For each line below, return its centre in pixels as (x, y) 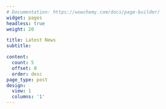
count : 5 (23, 62)
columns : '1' (28, 97)
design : (16, 85)
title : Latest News (31, 40)
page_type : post (27, 80)
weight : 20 (20, 29)
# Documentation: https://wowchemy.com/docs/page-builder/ (83, 12)
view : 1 (22, 91)
